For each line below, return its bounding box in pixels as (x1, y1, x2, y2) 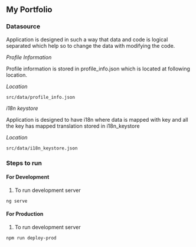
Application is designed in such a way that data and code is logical (6, 35, 168, 43)
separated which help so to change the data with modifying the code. (6, 42, 175, 49)
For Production (6, 210, 44, 217)
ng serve (6, 198, 28, 204)
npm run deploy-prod (6, 235, 57, 241)
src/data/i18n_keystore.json (6, 145, 78, 151)
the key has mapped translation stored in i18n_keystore (6, 122, 140, 129)
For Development (6, 174, 50, 181)
